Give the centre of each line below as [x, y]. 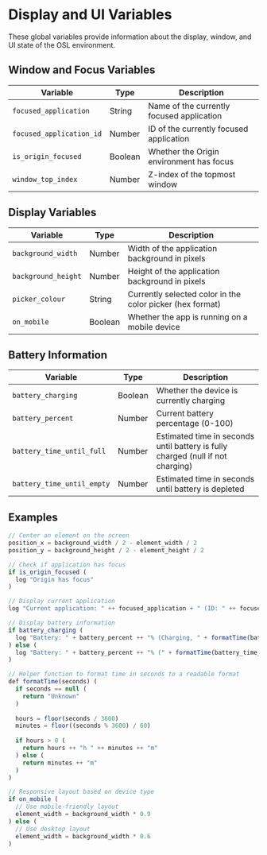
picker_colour [39, 299]
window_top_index [45, 179]
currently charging [191, 400]
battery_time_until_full [59, 451]
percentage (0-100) [195, 424]
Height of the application [174, 271]
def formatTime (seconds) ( [53, 682]
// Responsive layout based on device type [81, 792]
